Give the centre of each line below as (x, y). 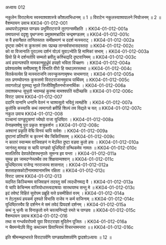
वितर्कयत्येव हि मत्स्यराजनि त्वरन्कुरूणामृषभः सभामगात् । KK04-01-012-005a (70, 74)
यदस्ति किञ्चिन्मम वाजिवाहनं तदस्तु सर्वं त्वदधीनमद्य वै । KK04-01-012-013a (69, 182)
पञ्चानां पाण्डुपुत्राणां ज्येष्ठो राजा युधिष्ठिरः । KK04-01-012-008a (59, 119)
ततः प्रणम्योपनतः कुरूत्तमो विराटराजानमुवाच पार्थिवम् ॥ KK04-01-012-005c (67, 80)
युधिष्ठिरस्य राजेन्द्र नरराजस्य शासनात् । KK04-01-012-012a (57, 165)
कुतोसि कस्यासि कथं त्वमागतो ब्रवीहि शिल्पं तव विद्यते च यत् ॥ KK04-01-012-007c (74, 108)
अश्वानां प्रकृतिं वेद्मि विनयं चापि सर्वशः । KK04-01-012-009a (57, 131)
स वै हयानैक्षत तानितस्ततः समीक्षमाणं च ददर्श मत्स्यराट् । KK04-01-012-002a (70, 40)
